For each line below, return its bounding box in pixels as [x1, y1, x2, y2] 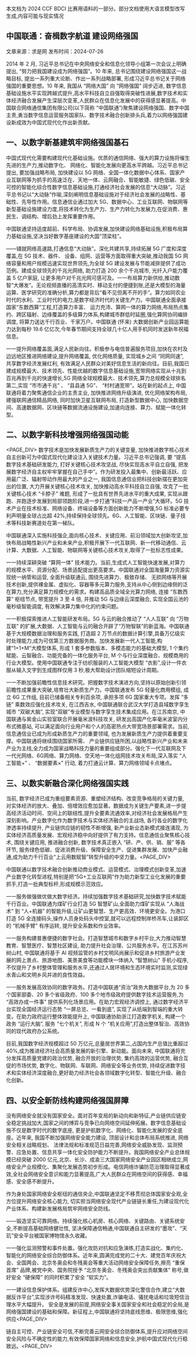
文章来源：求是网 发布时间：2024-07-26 [6, 47, 104, 54]
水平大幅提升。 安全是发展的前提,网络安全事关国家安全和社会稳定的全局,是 [10, 1301, 190, 1308]
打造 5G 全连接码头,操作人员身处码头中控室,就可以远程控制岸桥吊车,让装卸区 [6, 915, 189, 922]
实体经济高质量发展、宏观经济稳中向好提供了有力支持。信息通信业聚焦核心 [6, 832, 185, 839]
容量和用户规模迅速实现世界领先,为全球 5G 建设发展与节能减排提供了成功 [10, 259, 186, 266]
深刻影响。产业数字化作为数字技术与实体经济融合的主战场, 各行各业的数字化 [6, 817, 188, 824]
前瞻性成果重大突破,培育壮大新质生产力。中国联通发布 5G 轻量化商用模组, [6, 687, 183, 694]
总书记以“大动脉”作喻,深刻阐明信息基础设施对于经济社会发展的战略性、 [10, 191, 181, 198]
